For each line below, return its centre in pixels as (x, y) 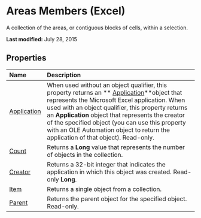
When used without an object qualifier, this (107, 85)
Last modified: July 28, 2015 (42, 39)
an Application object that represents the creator (116, 115)
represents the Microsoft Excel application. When (116, 100)
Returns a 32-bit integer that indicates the (106, 164)
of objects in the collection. (85, 155)
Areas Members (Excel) (66, 11)
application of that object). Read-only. (100, 137)
